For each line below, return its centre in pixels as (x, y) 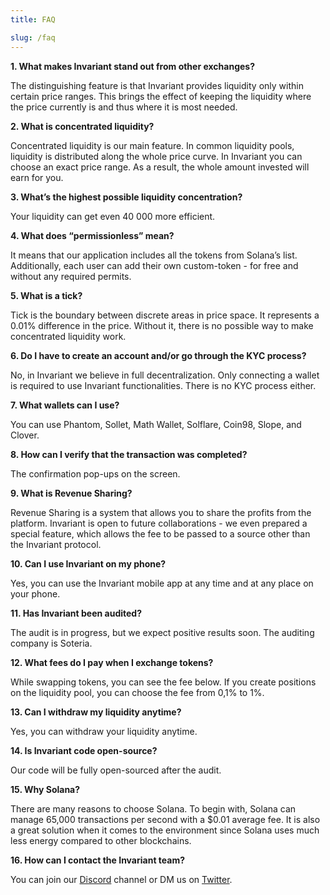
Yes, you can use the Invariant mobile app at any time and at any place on (162, 583)
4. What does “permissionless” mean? (92, 235)
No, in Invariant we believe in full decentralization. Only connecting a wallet (165, 375)
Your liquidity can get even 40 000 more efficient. (113, 216)
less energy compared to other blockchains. (101, 840)
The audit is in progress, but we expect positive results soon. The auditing (162, 632)
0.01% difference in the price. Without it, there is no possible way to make (162, 325)
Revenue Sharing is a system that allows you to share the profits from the (161, 512)
